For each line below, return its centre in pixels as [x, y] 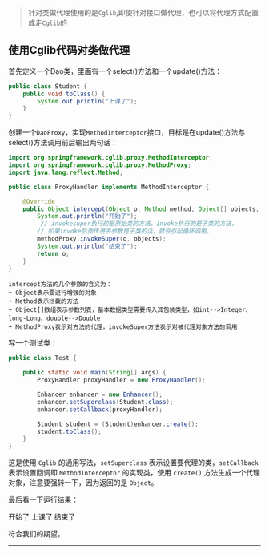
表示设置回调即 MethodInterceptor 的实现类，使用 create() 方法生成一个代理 [134, 473]
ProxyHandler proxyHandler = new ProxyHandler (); [121, 380]
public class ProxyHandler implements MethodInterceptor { [109, 187]
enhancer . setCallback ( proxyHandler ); [100, 409]
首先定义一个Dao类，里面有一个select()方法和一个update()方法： [115, 71]
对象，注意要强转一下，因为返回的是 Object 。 [83, 483]
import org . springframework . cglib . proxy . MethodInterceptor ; [111, 158]
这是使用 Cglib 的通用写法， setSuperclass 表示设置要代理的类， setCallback [133, 463]
